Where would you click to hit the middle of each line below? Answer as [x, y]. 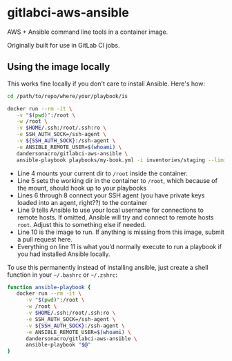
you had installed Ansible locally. [64, 254]
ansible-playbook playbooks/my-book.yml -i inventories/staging [111, 160]
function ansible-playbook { [49, 287]
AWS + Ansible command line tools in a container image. [88, 32]
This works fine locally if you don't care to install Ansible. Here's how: [106, 84]
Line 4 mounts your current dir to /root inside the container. [102, 173]
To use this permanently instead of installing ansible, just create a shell [108, 267]
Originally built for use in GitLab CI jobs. [64, 45]
